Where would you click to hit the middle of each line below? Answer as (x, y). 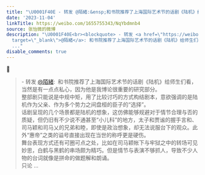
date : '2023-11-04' (31, 18)
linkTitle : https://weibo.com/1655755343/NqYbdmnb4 (73, 23)
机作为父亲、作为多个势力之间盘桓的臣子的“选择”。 (85, 104)
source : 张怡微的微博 (31, 29)
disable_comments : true (37, 52)
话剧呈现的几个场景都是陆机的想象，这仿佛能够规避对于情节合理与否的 (110, 112)
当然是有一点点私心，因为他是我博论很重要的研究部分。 (91, 89)
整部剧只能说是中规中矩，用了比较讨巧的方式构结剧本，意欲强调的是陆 (110, 97)
